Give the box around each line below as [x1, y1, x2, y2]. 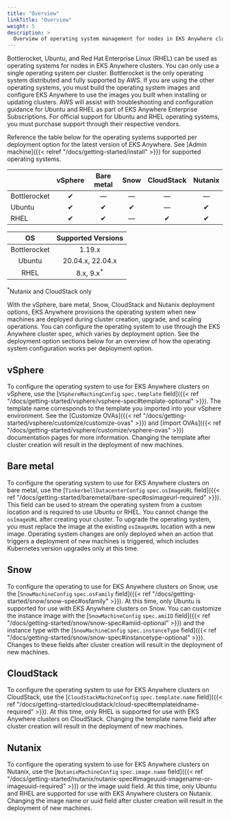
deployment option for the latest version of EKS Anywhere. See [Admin [7, 140, 207, 149]
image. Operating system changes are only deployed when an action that [7, 529, 214, 538]
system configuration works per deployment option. [7, 344, 153, 353]
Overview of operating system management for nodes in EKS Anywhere [13, 36, 213, 42]
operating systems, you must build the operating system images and [7, 84, 201, 92]
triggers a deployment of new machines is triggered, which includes [7, 537, 199, 545]
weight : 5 [7, 23, 36, 29]
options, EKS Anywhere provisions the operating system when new [7, 308, 196, 316]
